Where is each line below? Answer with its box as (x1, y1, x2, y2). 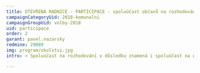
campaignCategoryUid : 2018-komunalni (6, 14, 100, 20)
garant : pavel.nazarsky (6, 36, 65, 42)
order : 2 (6, 31, 28, 37)
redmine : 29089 (6, 42, 44, 48)
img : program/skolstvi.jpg (6, 47, 73, 53)
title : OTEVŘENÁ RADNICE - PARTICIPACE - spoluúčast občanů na (6, 8, 167, 15)
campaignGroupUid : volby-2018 (6, 20, 82, 26)
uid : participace (6, 25, 49, 31)
